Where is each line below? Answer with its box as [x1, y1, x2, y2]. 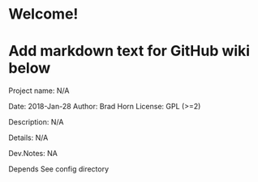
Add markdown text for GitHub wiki [8, 42, 250, 61]
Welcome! [8, 5, 79, 23]
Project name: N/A [8, 86, 70, 95]
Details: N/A [8, 133, 49, 142]
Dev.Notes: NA [8, 149, 58, 159]
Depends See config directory [8, 164, 110, 174]
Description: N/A [8, 117, 64, 127]
